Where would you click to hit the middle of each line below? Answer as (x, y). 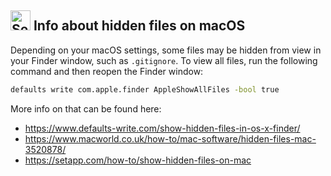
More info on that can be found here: (86, 108)
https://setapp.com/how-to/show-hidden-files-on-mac (138, 160)
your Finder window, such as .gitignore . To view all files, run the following (164, 60)
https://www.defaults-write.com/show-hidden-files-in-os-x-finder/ (162, 128)
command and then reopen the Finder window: (107, 71)
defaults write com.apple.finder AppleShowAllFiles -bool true (145, 89)
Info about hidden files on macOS (139, 26)
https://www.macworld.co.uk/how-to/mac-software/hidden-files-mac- (170, 138)
